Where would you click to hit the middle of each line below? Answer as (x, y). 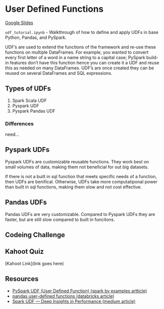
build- (152, 57)
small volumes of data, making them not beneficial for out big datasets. (77, 167)
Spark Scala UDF (29, 100)
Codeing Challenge (35, 235)
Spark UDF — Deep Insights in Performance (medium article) (74, 301)
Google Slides (19, 23)
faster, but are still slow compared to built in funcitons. (60, 219)
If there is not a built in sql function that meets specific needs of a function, (81, 176)
